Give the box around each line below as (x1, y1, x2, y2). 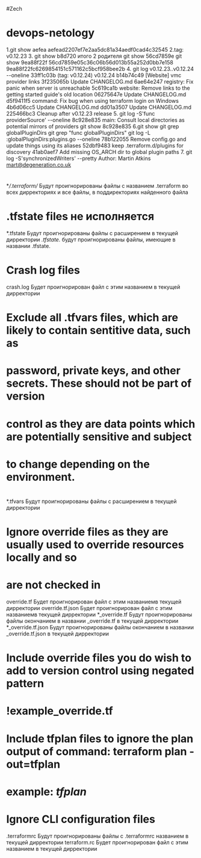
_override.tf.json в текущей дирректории (6, 630, 110, 637)
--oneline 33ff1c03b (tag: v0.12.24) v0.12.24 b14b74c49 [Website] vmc (6, 72, 182, 79)
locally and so (6, 551, 77, 564)
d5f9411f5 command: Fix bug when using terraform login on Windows (6, 97, 179, 104)
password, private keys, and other (6, 364, 181, 378)
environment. (6, 470, 75, 484)
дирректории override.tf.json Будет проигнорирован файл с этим (6, 605, 173, 612)
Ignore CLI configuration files (6, 812, 155, 826)
